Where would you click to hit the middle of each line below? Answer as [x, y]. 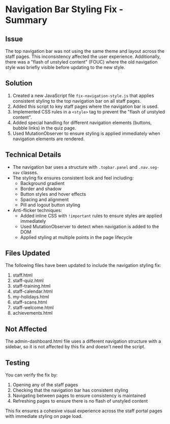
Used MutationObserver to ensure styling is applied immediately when [86, 133]
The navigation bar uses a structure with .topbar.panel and [75, 167]
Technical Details [33, 155]
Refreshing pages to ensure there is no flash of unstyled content [80, 401]
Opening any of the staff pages [45, 385]
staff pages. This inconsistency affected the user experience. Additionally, [83, 56]
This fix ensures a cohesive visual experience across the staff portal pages [84, 411]
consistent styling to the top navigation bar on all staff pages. [77, 101]
